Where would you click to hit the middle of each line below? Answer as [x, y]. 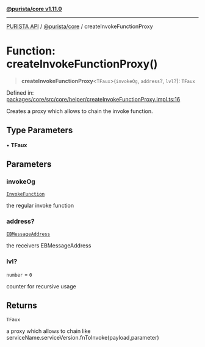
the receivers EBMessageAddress [49, 245]
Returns [22, 306]
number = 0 [19, 275]
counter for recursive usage [41, 287]
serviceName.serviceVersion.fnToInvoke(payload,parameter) [83, 337]
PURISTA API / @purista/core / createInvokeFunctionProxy [80, 26]
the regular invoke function [40, 206]
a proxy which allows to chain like [49, 331]
